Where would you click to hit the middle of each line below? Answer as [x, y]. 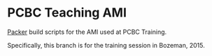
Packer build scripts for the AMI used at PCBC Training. [87, 32]
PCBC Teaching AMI [67, 13]
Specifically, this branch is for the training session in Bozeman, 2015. [106, 45]
